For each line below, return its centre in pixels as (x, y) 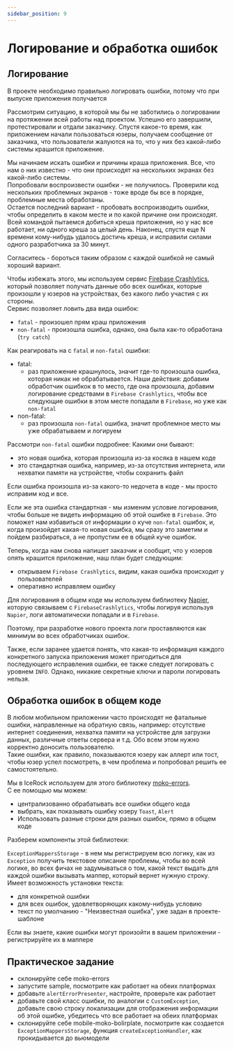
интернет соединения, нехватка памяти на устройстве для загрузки (109, 732)
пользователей (40, 579)
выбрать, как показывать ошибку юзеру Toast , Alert (95, 811)
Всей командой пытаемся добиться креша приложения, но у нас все (110, 222)
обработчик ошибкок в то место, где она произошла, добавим (121, 386)
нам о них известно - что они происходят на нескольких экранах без (111, 170)
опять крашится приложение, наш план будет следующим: (95, 558)
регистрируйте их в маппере (50, 940)
